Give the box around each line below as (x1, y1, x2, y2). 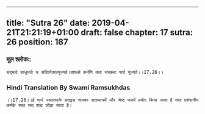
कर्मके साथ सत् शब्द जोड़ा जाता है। (6, 102, 72, 109)
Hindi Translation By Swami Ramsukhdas (6, 83, 131, 91)
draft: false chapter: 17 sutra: (81, 27, 193, 38)
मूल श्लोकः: (6, 55, 32, 64)
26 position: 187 (6, 37, 68, 48)
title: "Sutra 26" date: (6, 18, 90, 28)
